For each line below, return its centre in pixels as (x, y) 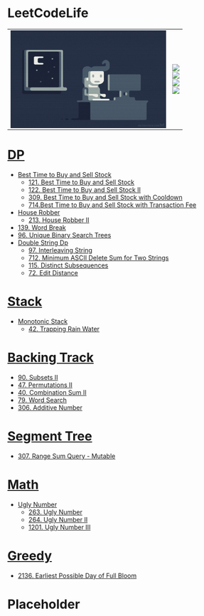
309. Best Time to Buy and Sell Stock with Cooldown (105, 198)
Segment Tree (50, 436)
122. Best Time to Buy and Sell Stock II (84, 190)
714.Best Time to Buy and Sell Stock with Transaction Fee (112, 205)
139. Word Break (42, 228)
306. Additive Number (50, 408)
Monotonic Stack (43, 322)
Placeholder (44, 604)
